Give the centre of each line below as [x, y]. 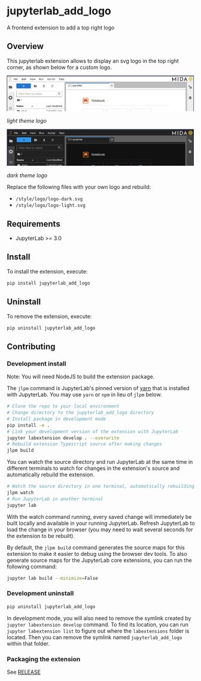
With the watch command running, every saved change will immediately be [99, 516]
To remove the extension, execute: [49, 316]
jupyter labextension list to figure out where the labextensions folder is [98, 631]
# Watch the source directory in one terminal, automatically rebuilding [101, 487]
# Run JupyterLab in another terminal [55, 499]
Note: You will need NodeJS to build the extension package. [81, 377]
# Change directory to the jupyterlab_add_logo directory [80, 413]
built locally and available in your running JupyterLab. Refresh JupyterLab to [101, 523]
